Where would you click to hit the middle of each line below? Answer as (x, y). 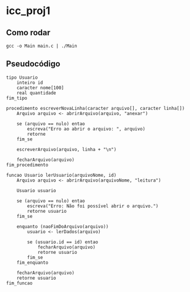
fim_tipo (17, 98)
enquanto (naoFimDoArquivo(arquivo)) (63, 226)
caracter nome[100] (40, 88)
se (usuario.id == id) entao (63, 242)
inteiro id (30, 83)
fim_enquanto (33, 263)
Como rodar (28, 33)
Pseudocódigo (33, 64)
